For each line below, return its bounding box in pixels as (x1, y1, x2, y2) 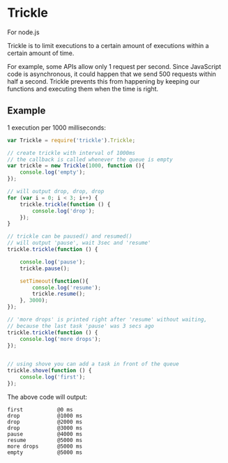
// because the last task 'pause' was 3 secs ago (7, 322, 155, 329)
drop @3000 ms (7, 424, 82, 432)
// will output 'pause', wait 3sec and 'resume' (7, 239, 151, 247)
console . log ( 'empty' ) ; (20, 169, 86, 176)
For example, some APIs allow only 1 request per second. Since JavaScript (7, 62, 222, 70)
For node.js (7, 28, 40, 36)
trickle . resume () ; (32, 291, 86, 298)
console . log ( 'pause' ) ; (20, 258, 86, 266)
